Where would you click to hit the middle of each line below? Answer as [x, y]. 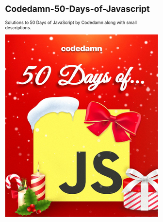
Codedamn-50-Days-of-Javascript [77, 9]
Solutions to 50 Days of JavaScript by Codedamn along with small [71, 22]
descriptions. [18, 27]
